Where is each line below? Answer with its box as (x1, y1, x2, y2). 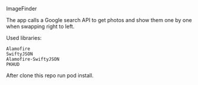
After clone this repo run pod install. (6, 72, 94, 79)
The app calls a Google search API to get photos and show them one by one (6, 17, 192, 23)
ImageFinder (6, 5, 37, 12)
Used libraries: (6, 34, 42, 41)
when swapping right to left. (6, 23, 75, 30)
